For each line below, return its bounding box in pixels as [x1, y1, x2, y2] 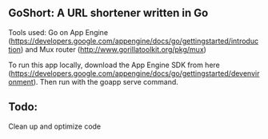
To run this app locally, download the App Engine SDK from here [8, 60, 220, 69]
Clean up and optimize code [8, 121, 102, 131]
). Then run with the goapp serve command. [33, 77, 178, 86]
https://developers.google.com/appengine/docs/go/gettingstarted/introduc [10, 36, 258, 46]
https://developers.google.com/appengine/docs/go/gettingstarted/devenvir [10, 68, 260, 78]
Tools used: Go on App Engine [8, 27, 109, 37]
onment [8, 77, 34, 86]
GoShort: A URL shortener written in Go [8, 6, 209, 20]
